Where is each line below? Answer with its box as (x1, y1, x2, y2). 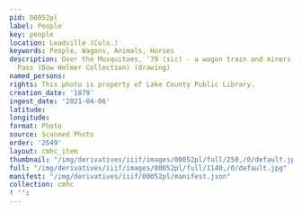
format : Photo (9, 122, 63, 131)
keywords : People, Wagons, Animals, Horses (9, 47, 175, 56)
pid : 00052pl (9, 13, 58, 22)
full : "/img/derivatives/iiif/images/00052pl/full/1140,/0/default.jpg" (9, 163, 288, 172)
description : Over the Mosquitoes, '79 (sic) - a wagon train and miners (9, 55, 292, 64)
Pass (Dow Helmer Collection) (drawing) (17, 64, 171, 73)
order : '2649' (9, 138, 63, 147)
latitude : (9, 105, 47, 114)
